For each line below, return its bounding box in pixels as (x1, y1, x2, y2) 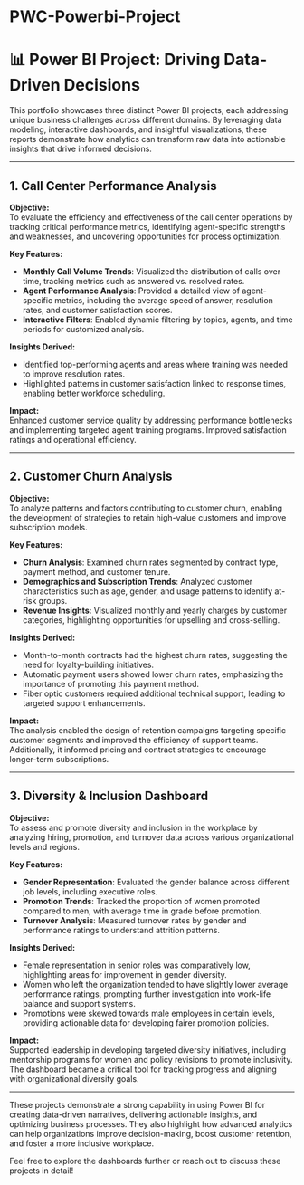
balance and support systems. (22, 998, 136, 1008)
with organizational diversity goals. (9, 1073, 139, 1084)
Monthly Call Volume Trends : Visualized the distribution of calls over (22, 265, 281, 277)
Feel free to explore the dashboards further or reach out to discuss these (9, 1155, 281, 1166)
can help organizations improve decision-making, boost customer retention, (9, 1128, 292, 1139)
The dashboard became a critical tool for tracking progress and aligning (9, 1064, 278, 1075)
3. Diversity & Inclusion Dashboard (9, 788, 209, 804)
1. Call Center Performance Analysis (9, 178, 217, 194)
